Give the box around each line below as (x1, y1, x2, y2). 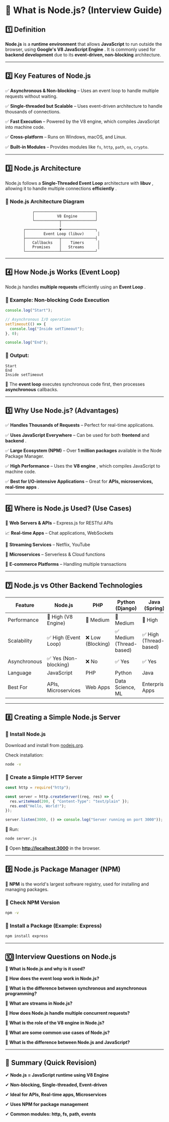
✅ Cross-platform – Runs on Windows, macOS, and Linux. (5, 133, 127, 140)
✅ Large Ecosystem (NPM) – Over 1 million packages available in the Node (5, 447, 162, 454)
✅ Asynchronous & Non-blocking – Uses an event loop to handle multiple (5, 88, 159, 94)
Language (8, 669, 32, 677)
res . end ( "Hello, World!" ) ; (10, 803, 66, 808)
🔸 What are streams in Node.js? (5, 1000, 73, 1006)
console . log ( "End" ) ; (5, 340, 49, 345)
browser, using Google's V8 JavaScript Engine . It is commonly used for (5, 46, 156, 52)
